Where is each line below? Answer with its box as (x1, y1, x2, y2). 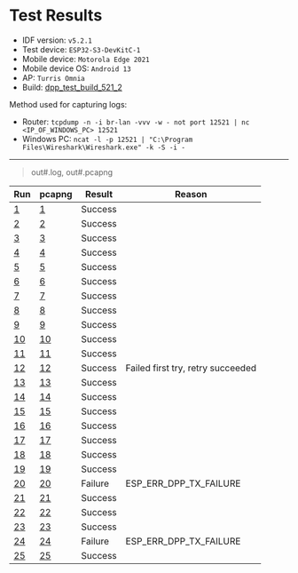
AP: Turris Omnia (21, 72, 86, 83)
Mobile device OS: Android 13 (21, 63, 131, 74)
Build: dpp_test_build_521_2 (21, 82, 122, 92)
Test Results (9, 5, 103, 26)
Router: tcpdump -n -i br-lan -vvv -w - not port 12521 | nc (21, 116, 250, 127)
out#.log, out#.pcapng (30, 166, 114, 178)
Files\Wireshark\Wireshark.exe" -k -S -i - (21, 143, 186, 152)
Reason (174, 187, 208, 200)
